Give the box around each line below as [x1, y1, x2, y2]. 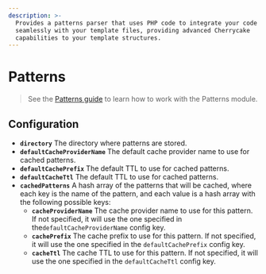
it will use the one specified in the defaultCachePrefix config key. [31, 240, 245, 249]
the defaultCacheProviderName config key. [31, 223, 166, 232]
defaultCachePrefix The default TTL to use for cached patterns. [19, 164, 229, 173]
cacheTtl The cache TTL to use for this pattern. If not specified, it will [31, 248, 258, 257]
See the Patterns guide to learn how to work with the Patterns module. [27, 95, 258, 104]
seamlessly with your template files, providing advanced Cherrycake [15, 26, 250, 34]
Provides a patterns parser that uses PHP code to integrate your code [15, 19, 258, 27]
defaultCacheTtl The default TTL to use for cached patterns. [19, 172, 219, 181]
